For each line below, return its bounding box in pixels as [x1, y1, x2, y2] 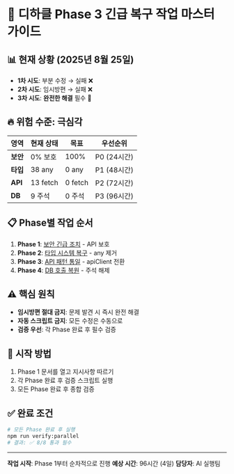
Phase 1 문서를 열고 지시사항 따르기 [17, 368, 114, 376]
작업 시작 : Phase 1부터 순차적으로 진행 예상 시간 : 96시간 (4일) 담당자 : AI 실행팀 [7, 459, 221, 467]
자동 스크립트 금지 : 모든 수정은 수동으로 [17, 317, 123, 325]
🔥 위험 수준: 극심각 [7, 116, 83, 128]
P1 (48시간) [95, 165, 134, 175]
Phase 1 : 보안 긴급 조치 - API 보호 [17, 239, 110, 248]
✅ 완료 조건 [7, 407, 54, 419]
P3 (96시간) [95, 191, 134, 200]
